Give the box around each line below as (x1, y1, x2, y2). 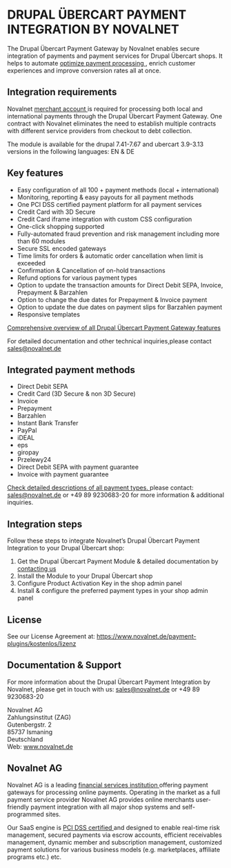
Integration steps (7, 518, 83, 530)
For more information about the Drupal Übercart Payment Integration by (7, 678, 211, 686)
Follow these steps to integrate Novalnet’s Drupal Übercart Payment (7, 536, 200, 545)
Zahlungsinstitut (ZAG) (7, 713, 71, 721)
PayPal (17, 426, 37, 434)
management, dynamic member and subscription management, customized (7, 838, 223, 846)
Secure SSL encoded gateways (17, 244, 107, 252)
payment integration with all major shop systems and (30, 803, 181, 811)
